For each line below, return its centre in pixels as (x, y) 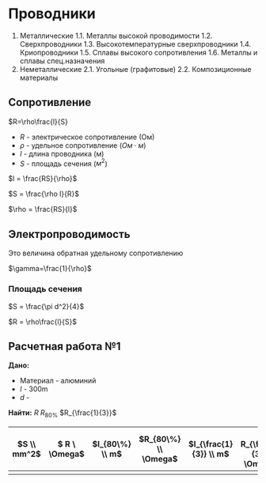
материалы (38, 77)
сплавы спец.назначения (62, 61)
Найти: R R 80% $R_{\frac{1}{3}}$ (63, 414)
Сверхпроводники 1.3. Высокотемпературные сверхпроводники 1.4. (135, 43)
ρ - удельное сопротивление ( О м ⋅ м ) (83, 145)
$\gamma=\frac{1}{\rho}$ (50, 269)
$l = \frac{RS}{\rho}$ (43, 179)
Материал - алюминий (58, 381)
